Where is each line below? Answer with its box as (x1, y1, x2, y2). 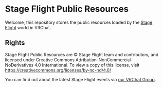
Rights (5, 39, 25, 47)
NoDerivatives (5, 62, 34, 68)
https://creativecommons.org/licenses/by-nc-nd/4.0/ (5, 67, 111, 73)
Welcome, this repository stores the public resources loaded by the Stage (5, 19, 153, 25)
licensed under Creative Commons (5, 57, 75, 63)
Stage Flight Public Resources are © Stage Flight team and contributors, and (5, 52, 159, 57)
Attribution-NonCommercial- (75, 57, 133, 63)
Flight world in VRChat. (5, 24, 51, 30)
